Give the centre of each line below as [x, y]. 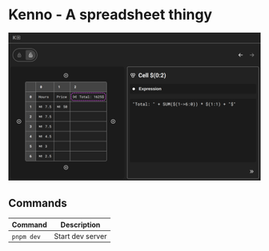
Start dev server [80, 236]
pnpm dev [26, 237]
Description [80, 225]
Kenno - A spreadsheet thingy [110, 15]
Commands [38, 203]
